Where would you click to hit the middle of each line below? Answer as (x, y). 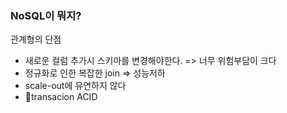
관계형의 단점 (36, 39)
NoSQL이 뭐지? (46, 15)
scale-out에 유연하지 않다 (75, 86)
